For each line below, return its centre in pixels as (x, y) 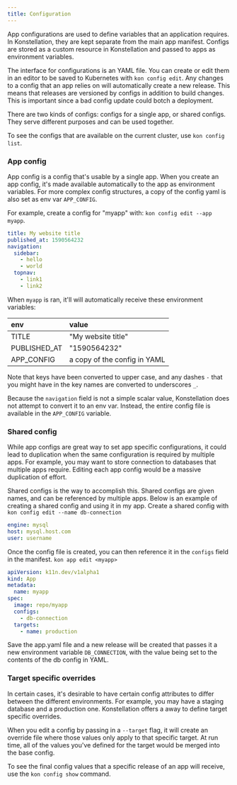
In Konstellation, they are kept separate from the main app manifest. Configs (118, 41)
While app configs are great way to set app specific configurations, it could (117, 447)
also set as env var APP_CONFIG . (52, 199)
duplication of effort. (37, 477)
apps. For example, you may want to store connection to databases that (112, 462)
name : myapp (31, 592)
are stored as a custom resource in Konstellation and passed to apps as (111, 49)
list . (15, 143)
